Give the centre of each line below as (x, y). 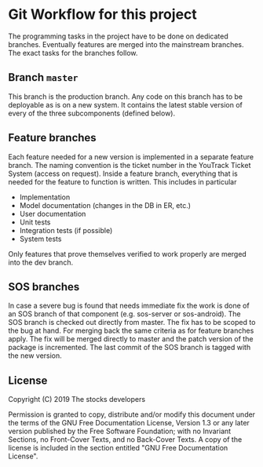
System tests (40, 239)
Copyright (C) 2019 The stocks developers (77, 400)
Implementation (45, 197)
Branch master (43, 77)
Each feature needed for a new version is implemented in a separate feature (131, 157)
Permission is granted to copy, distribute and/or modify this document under (132, 414)
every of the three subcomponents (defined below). (91, 113)
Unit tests (35, 222)
